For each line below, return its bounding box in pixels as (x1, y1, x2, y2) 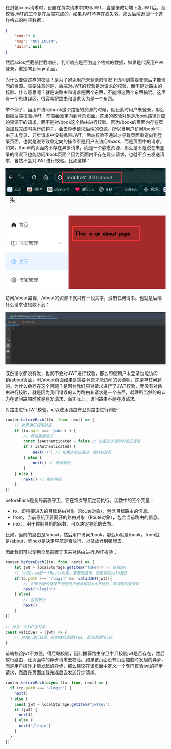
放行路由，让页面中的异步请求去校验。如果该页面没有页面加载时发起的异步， (5, 657, 166, 663)
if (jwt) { (14, 707, 38, 712)
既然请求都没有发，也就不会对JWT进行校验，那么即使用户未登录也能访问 (5, 370, 158, 376)
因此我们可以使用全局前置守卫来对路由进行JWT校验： (5, 549, 118, 555)
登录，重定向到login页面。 (5, 66, 61, 72)
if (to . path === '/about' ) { (14, 428, 76, 433)
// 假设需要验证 (23, 433, 53, 439)
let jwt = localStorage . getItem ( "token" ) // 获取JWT (14, 565, 127, 570)
